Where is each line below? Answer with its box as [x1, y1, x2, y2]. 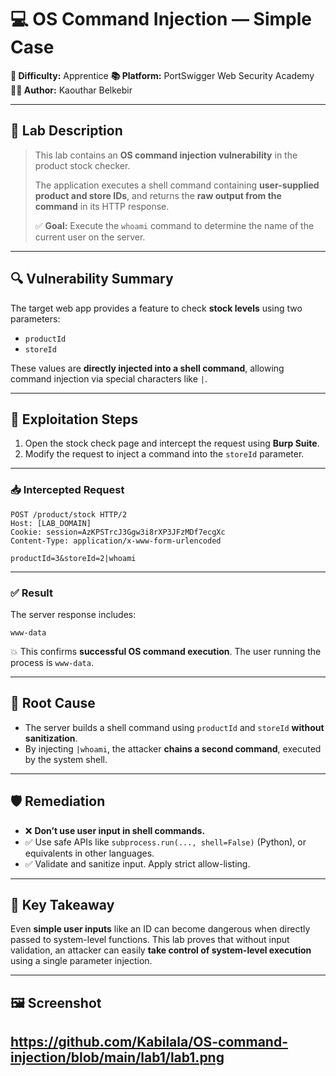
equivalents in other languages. [24, 847, 155, 859]
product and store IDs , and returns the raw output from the [34, 189, 282, 201]
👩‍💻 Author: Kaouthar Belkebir [10, 84, 133, 96]
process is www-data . [10, 656, 94, 668]
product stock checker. [34, 159, 131, 171]
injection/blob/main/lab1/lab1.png [10, 1049, 225, 1066]
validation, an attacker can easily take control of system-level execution [10, 944, 312, 956]
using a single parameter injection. [10, 955, 153, 967]
